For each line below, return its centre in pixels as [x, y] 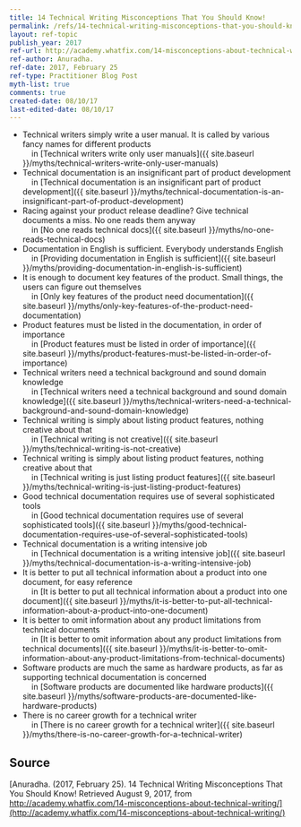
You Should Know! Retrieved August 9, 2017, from [101, 794]
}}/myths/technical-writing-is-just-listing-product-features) [132, 487]
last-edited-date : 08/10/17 [62, 109]
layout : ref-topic [43, 34]
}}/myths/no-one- [241, 230]
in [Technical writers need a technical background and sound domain [159, 392]
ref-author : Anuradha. [52, 59]
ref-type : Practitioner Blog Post [74, 76]
